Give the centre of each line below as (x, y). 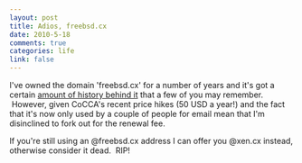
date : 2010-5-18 (40, 34)
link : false (32, 59)
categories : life (42, 51)
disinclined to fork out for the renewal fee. (87, 123)
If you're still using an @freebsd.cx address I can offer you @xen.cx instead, (151, 141)
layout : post (34, 18)
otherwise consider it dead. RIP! (70, 150)
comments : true (38, 43)
